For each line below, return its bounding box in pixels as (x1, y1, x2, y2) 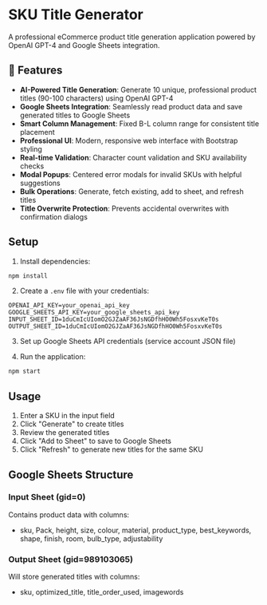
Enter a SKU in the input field (19, 411, 116, 421)
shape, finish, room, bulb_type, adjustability (19, 533, 163, 544)
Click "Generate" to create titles (19, 419, 124, 429)
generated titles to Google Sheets (19, 110, 131, 120)
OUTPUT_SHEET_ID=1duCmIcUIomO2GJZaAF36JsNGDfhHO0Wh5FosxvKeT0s (8, 322, 223, 330)
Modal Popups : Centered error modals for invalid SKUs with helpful (19, 169, 242, 179)
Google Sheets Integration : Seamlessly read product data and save (19, 101, 243, 111)
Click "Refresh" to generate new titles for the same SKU (19, 445, 203, 454)
